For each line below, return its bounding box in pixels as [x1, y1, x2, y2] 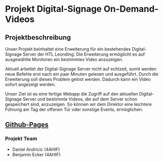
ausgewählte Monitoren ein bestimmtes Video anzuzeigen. [5, 57, 123, 62]
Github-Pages [5, 121, 49, 129]
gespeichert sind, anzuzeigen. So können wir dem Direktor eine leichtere [5, 101, 152, 107]
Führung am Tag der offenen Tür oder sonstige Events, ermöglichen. [5, 106, 143, 112]
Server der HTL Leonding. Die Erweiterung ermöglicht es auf [23, 51, 145, 57]
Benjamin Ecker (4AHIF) [12, 151, 61, 157]
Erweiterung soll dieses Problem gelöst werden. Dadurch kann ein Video [5, 77, 151, 82]
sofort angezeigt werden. [5, 81, 56, 87]
